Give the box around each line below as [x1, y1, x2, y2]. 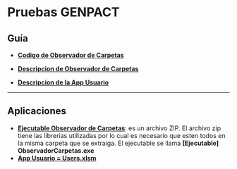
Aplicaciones [7, 105, 67, 117]
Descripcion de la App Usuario [17, 78, 109, 87]
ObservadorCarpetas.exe [17, 146, 95, 155]
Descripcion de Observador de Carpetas [17, 65, 139, 73]
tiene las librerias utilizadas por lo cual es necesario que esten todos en [17, 131, 226, 139]
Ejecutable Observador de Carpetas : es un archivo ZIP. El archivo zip [17, 124, 221, 132]
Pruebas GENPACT [7, 4, 120, 20]
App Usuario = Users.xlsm [17, 154, 97, 162]
